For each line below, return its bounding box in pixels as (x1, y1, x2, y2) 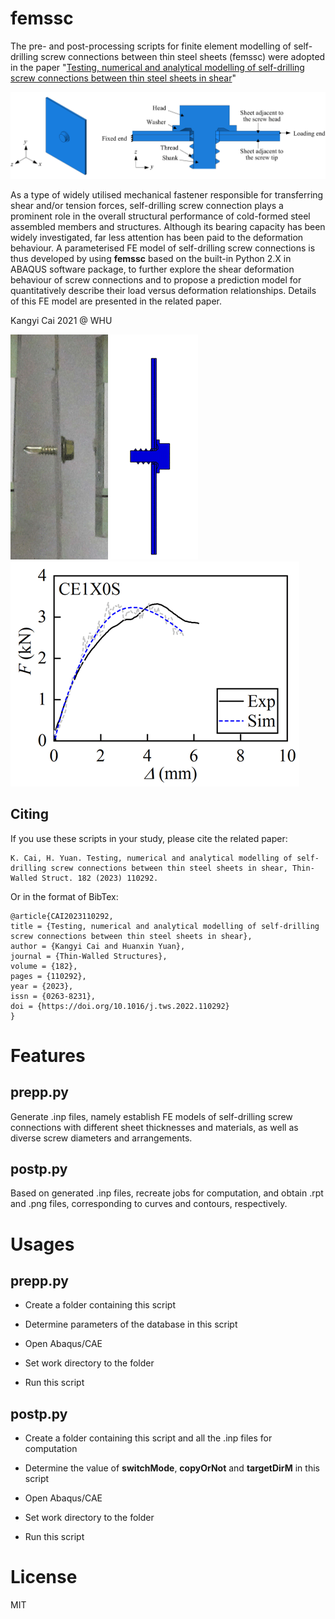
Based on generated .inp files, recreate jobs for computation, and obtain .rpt (10, 1187, 324, 1199)
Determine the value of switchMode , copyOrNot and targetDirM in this (24, 1462, 320, 1474)
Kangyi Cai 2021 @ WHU (10, 314, 113, 326)
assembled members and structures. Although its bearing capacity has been (10, 220, 326, 232)
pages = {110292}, (10, 971, 87, 981)
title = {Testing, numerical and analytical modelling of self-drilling (10, 921, 320, 931)
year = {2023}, (10, 981, 74, 991)
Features (10, 1044, 86, 1067)
